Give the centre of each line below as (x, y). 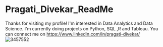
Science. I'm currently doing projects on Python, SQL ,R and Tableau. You (82, 28)
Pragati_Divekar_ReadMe (59, 9)
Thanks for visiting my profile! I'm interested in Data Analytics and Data (79, 23)
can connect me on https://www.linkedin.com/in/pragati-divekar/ (73, 34)
